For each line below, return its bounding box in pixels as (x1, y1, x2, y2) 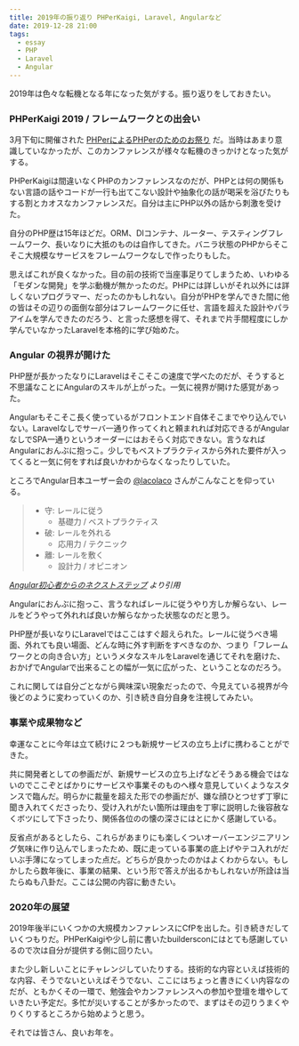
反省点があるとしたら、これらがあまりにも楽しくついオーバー (9, 832, 236, 842)
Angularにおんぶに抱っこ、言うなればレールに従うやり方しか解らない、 (9, 599, 272, 609)
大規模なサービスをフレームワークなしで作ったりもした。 (24, 250, 236, 261)
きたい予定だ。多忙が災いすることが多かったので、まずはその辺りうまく (16, 997, 282, 1008)
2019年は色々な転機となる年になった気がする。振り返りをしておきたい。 (9, 88, 276, 99)
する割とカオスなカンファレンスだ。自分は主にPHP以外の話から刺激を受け (9, 197, 282, 209)
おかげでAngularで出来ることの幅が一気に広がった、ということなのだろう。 (9, 662, 287, 672)
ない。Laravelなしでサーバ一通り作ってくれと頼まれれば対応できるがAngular (9, 423, 290, 434)
